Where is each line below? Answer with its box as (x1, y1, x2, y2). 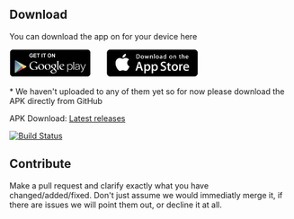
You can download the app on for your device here (9, 31, 198, 41)
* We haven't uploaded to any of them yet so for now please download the (9, 85, 285, 97)
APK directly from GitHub (9, 95, 103, 106)
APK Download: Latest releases (9, 112, 126, 124)
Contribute (9, 156, 72, 171)
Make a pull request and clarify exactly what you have (9, 180, 209, 191)
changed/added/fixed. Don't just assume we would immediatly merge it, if (9, 189, 283, 200)
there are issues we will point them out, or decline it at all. (9, 199, 223, 210)
